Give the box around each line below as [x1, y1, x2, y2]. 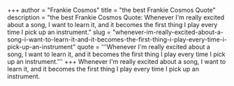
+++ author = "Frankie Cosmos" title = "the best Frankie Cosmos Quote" [7, 6, 217, 14]
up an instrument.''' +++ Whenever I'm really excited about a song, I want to [7, 58, 226, 65]
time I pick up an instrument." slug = [7, 28, 112, 36]
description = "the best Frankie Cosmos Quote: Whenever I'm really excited [7, 13, 225, 21]
